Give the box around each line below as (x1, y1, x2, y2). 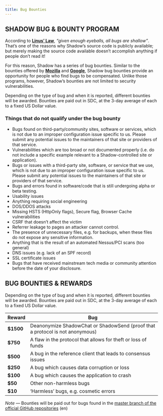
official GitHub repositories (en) (5, 405, 68, 411)
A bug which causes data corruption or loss (30, 364, 130, 371)
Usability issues (12, 193, 44, 199)
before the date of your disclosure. (12, 265, 81, 271)
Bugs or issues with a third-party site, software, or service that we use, (12, 162, 154, 168)
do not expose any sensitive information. (12, 234, 94, 240)
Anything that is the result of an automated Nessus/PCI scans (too (12, 240, 145, 245)
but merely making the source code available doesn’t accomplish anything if (5, 48, 158, 54)
